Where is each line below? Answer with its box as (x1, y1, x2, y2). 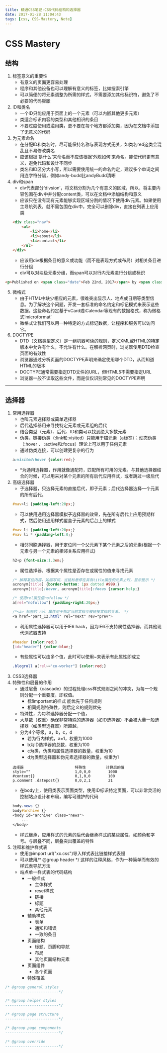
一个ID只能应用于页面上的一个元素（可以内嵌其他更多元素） (19, 110, 142, 116)
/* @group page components (5, 1025, 61, 1030)
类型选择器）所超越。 (37, 723, 81, 729)
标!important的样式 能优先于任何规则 (27, 698, 102, 704)
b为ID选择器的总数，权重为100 (27, 742, 90, 748)
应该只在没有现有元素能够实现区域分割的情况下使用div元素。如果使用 (19, 197, 162, 203)
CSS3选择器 (12, 673, 37, 679)
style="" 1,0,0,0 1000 (12, 769, 118, 774)
